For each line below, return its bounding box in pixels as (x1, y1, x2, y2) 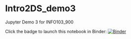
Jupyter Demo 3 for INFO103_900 (5, 19, 74, 25)
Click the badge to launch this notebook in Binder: (5, 28, 107, 34)
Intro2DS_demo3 (5, 3, 76, 14)
